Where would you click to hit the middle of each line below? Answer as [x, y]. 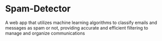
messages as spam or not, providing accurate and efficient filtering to [77, 27]
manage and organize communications [45, 33]
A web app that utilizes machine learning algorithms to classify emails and [81, 22]
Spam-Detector [38, 9]
